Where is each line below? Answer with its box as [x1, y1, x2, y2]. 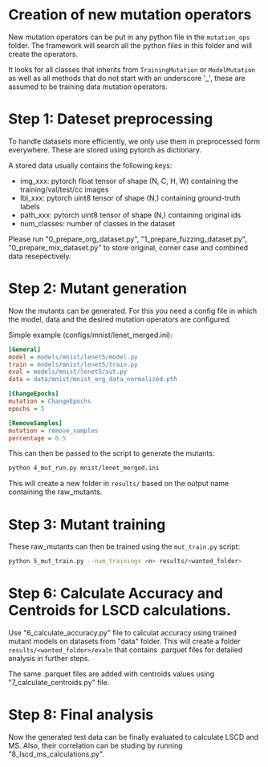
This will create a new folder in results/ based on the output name [8, 479, 229, 489]
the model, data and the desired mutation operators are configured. [8, 315, 231, 324]
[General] [8, 345, 42, 354]
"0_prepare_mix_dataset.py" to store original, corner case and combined [8, 242, 249, 252]
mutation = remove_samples [8, 427, 99, 435]
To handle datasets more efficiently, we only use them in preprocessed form [8, 136, 261, 146]
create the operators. [8, 49, 79, 59]
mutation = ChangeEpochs [8, 397, 91, 406]
